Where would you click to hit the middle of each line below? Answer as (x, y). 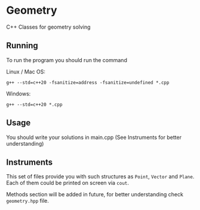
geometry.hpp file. (28, 201)
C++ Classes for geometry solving (48, 27)
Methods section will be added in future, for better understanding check (95, 194)
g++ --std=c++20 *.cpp (34, 104)
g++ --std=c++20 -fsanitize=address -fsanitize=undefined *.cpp (88, 82)
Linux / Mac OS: (26, 72)
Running (22, 46)
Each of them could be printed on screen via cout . (68, 183)
